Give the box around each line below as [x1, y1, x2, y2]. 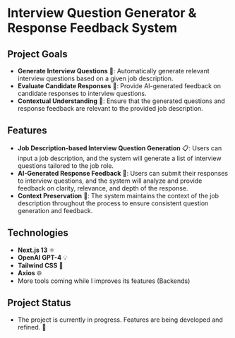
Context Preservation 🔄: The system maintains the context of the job [17, 191, 219, 200]
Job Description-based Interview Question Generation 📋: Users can [17, 143, 222, 152]
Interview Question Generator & [7, 5, 197, 21]
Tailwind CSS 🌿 [17, 261, 64, 270]
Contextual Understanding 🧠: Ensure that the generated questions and [17, 97, 226, 105]
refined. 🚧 [17, 323, 47, 332]
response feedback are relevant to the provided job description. [17, 104, 203, 112]
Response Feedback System [7, 20, 178, 36]
